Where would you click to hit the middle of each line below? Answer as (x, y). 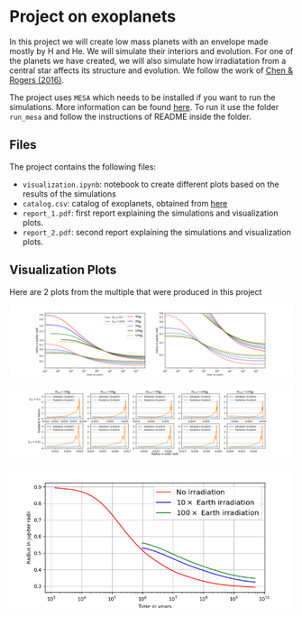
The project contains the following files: (82, 166)
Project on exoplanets (93, 17)
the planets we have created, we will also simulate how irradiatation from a (148, 60)
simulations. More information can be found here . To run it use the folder (144, 106)
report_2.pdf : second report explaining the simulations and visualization (156, 232)
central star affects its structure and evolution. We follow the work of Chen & (151, 70)
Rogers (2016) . (37, 79)
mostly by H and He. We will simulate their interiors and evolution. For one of (151, 51)
